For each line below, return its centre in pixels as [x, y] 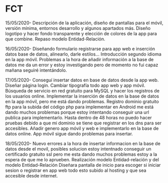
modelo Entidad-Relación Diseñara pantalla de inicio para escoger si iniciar [83, 165]
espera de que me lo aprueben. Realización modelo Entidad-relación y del [82, 159]
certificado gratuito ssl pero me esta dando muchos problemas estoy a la [81, 154]
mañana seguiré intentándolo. [36, 70]
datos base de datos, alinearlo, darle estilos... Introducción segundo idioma [83, 54]
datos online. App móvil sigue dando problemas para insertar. [69, 133]
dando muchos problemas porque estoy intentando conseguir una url [77, 112]
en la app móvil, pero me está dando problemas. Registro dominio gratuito [82, 101]
